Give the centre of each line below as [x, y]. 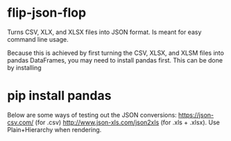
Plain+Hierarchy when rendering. [54, 129]
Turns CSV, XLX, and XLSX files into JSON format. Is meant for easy [104, 32]
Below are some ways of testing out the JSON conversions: [92, 115]
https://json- [196, 115]
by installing [24, 67]
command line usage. [38, 39]
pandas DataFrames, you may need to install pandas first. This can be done [115, 60]
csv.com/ [20, 122]
